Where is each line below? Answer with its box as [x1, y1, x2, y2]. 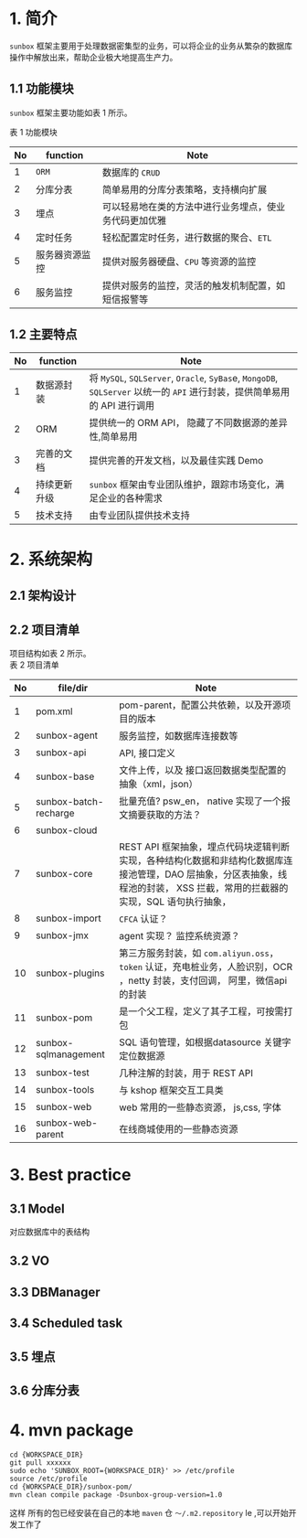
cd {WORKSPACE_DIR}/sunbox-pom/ [9, 1482, 132, 1491]
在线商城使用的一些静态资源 [118, 1122, 238, 1135]
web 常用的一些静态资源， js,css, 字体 [118, 1101, 281, 1114]
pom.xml [36, 705, 73, 718]
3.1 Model [9, 1201, 66, 1216]
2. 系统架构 [9, 549, 93, 570]
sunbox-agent [36, 729, 99, 742]
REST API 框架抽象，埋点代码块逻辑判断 [118, 840, 291, 853]
